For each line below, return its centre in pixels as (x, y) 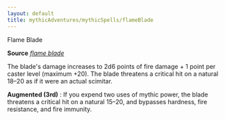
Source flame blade (36, 53)
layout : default (31, 13)
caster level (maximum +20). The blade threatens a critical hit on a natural (113, 74)
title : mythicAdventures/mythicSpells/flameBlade (81, 20)
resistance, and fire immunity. (50, 109)
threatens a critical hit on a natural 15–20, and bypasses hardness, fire (107, 101)
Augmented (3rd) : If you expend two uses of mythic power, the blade (108, 94)
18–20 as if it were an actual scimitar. (60, 81)
